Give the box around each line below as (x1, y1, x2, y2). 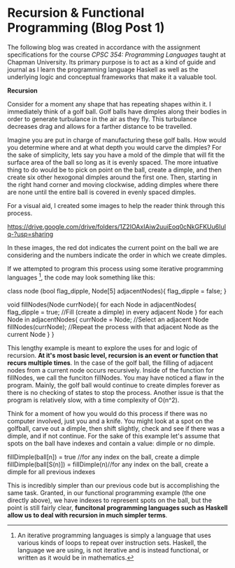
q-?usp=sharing (7, 230, 54, 238)
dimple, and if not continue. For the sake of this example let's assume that (7, 431, 220, 440)
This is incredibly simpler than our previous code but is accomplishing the (7, 481, 220, 490)
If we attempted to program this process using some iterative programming (7, 264, 224, 272)
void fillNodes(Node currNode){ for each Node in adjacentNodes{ (7, 300, 197, 309)
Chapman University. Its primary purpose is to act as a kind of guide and (7, 57, 216, 66)
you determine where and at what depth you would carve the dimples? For (7, 143, 222, 151)
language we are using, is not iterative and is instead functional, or (17, 546, 209, 554)
